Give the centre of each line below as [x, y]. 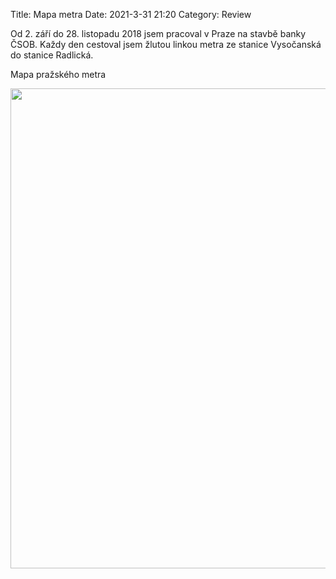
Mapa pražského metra [58, 74]
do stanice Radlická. [52, 55]
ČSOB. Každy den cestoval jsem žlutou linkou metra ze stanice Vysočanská [166, 44]
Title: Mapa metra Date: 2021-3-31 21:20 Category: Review [131, 14]
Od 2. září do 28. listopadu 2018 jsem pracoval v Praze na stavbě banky [158, 33]
